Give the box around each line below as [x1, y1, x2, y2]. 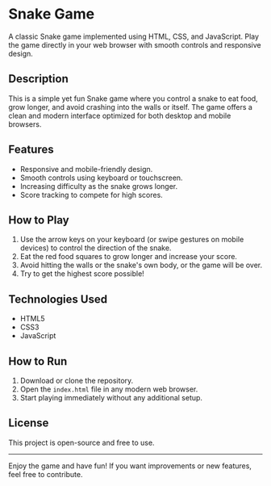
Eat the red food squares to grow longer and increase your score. [19, 252, 238, 262]
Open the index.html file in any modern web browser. [19, 384, 198, 394]
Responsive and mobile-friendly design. [19, 164, 153, 174]
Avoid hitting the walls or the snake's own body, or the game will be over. [19, 260, 263, 270]
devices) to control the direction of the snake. [19, 243, 172, 253]
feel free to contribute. [8, 469, 83, 479]
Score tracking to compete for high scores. [19, 190, 163, 199]
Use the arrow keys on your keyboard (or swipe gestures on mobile [19, 235, 244, 245]
